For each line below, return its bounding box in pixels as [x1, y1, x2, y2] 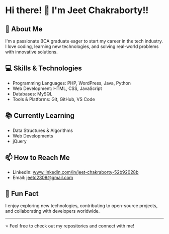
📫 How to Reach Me [5, 154, 70, 162]
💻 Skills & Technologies [5, 64, 82, 73]
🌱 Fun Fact [5, 189, 39, 198]
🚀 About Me [5, 25, 43, 33]
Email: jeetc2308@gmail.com [12, 174, 73, 181]
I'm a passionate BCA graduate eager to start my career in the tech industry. [5, 38, 163, 44]
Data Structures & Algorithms [12, 127, 73, 133]
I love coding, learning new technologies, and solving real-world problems [5, 43, 159, 50]
